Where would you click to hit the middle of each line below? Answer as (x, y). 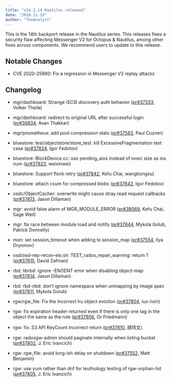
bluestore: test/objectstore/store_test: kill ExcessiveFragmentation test (87, 143)
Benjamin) (23, 358)
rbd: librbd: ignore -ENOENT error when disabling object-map (78, 271)
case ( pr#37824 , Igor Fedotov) (45, 148)
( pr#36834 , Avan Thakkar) (41, 123)
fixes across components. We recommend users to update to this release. (83, 45)
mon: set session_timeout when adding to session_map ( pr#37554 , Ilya (88, 240)
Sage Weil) (24, 214)
